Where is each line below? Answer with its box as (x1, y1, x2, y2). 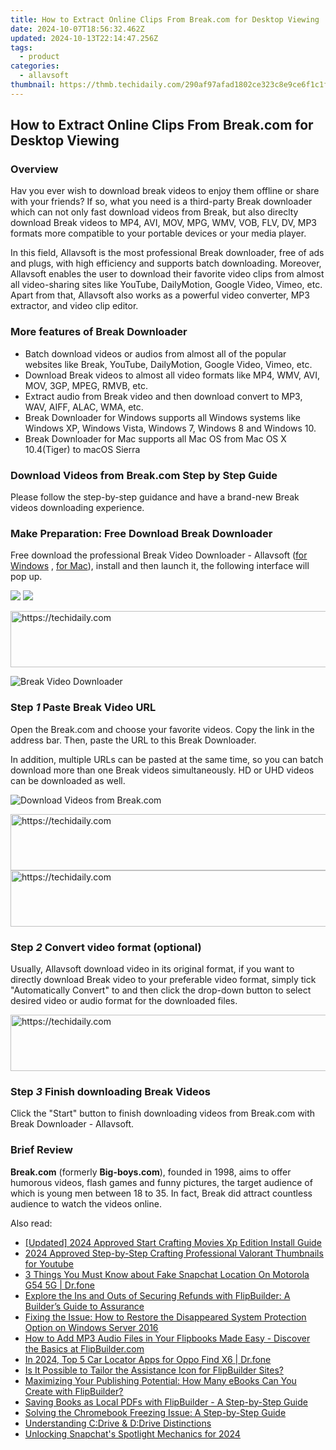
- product (19, 52, 60, 62)
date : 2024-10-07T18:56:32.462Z (10, 24, 145, 34)
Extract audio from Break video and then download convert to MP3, (24, 390, 303, 402)
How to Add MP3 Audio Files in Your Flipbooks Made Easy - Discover (24, 1332, 311, 1344)
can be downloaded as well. (10, 774, 126, 786)
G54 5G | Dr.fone (24, 1279, 95, 1291)
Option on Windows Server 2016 (24, 1321, 159, 1333)
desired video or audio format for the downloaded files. (10, 994, 238, 1006)
